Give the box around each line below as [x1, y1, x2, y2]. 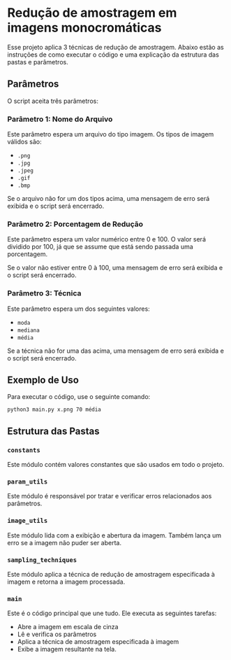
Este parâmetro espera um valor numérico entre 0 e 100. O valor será [7, 235, 206, 244]
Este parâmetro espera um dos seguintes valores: [7, 304, 150, 313]
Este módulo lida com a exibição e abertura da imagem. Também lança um [7, 531, 222, 540]
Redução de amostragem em [7, 5, 177, 21]
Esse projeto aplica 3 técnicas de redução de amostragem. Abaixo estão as [7, 43, 225, 51]
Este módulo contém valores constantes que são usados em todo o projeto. [7, 461, 225, 469]
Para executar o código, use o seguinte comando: [7, 393, 151, 401]
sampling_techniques [7, 556, 77, 564]
